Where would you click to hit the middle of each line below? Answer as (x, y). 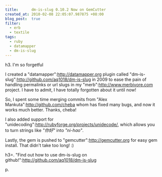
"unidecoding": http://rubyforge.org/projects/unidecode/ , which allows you (80, 124)
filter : (13, 23)
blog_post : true (23, 19)
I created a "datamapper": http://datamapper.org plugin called (67, 74)
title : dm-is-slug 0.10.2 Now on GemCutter (56, 10)
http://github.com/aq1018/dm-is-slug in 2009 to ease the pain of (82, 79)
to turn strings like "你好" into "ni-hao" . (45, 130)
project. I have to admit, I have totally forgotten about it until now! (71, 90)
